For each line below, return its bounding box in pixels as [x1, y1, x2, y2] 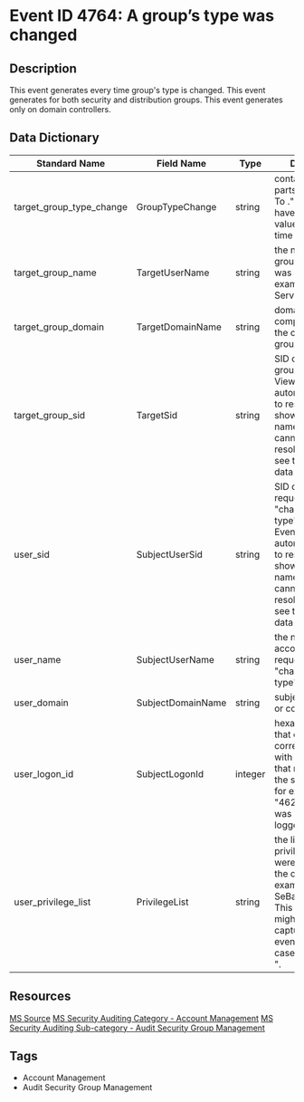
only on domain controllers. [9, 104, 111, 114]
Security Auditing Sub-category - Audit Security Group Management [9, 1022, 265, 1033]
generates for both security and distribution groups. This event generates [9, 94, 283, 105]
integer [234, 767, 266, 780]
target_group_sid [14, 408, 86, 421]
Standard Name [35, 157, 106, 169]
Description [9, 61, 77, 76]
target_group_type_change [14, 200, 128, 213]
